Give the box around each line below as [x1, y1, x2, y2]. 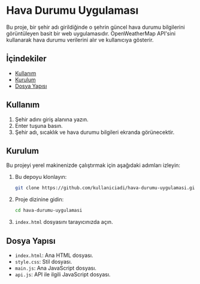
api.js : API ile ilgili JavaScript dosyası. [14, 271, 111, 278]
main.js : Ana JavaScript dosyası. [14, 264, 97, 271]
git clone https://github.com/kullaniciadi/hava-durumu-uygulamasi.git [14, 185, 198, 191]
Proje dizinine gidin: [14, 196, 64, 203]
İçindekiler [6, 53, 47, 64]
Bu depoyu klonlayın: [14, 174, 67, 181]
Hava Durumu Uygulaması [6, 4, 139, 17]
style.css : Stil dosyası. [14, 258, 72, 265]
